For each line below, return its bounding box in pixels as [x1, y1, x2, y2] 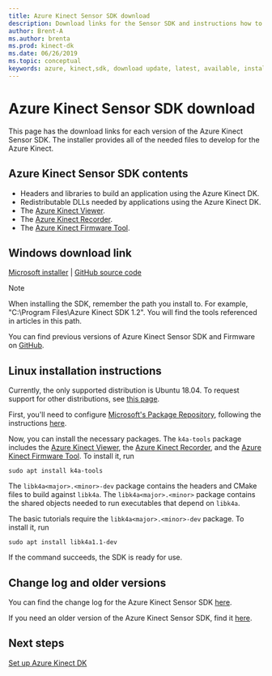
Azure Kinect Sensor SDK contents [8, 167, 189, 181]
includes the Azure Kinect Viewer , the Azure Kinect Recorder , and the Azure [8, 443, 261, 453]
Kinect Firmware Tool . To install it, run [8, 451, 135, 461]
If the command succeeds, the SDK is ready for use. [8, 552, 183, 563]
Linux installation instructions [8, 364, 162, 377]
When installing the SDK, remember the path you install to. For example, [8, 299, 249, 308]
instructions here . [8, 419, 67, 428]
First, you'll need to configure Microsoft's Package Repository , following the [8, 410, 261, 419]
